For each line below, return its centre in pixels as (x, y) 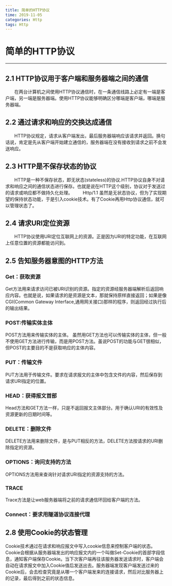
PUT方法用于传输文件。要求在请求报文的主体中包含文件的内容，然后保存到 (84, 375)
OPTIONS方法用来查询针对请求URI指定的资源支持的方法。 (66, 474)
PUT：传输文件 (24, 362)
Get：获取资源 (23, 277)
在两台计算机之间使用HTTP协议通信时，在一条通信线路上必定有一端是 (88, 92)
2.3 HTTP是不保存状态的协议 (51, 166)
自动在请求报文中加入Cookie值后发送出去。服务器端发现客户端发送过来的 (82, 565)
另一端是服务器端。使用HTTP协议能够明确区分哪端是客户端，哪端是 (90, 98)
